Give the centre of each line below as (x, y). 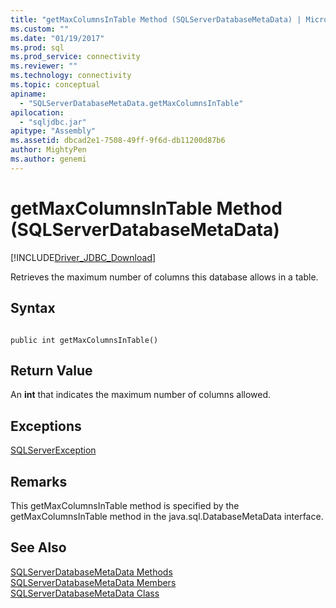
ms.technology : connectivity (71, 76)
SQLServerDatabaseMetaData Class (85, 593)
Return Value (51, 370)
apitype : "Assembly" (53, 131)
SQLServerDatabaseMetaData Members (93, 582)
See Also (38, 547)
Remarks (39, 481)
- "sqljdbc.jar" (53, 122)
